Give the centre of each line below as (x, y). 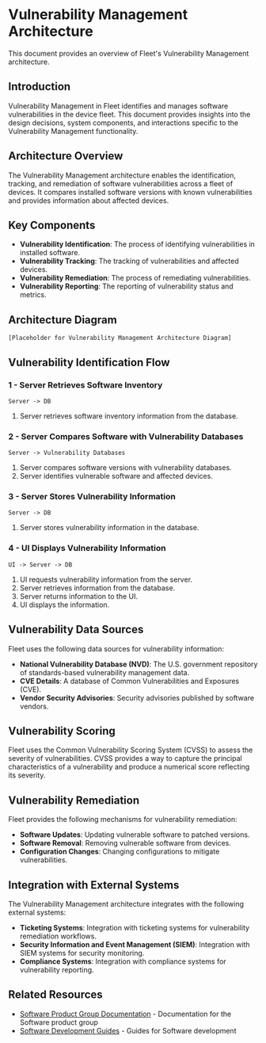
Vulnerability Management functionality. (73, 131)
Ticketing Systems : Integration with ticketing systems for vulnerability (135, 928)
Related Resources (55, 995)
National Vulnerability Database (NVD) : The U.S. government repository (139, 664)
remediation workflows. (58, 936)
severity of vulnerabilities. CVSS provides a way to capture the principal (125, 758)
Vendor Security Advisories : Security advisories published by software (137, 697)
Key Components (52, 225)
